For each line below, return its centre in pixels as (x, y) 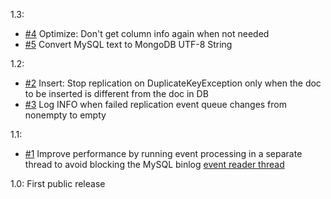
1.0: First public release (58, 183)
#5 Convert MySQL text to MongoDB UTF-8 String (128, 44)
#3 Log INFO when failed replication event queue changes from (155, 104)
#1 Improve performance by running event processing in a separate (163, 153)
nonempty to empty (65, 115)
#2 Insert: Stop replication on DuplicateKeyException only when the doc (173, 83)
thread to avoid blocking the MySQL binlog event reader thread (154, 164)
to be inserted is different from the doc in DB (116, 93)
